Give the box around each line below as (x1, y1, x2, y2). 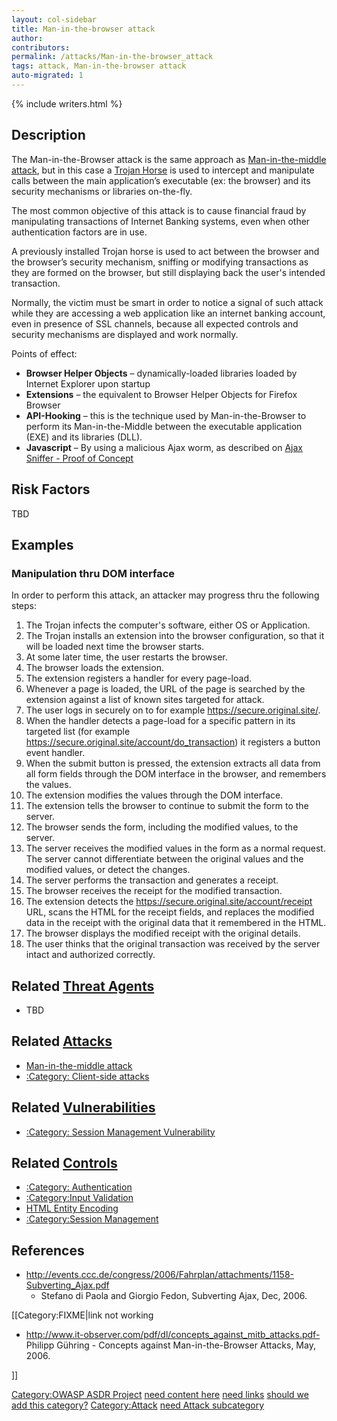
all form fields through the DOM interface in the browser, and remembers (25, 768, 327, 780)
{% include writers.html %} (11, 97, 123, 110)
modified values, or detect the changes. (25, 864, 191, 876)
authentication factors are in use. (11, 226, 148, 238)
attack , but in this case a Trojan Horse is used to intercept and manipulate (11, 164, 315, 176)
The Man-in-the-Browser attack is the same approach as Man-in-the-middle (11, 153, 327, 165)
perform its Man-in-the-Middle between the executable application (25, 420, 303, 432)
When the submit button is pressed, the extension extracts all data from (25, 757, 321, 770)
